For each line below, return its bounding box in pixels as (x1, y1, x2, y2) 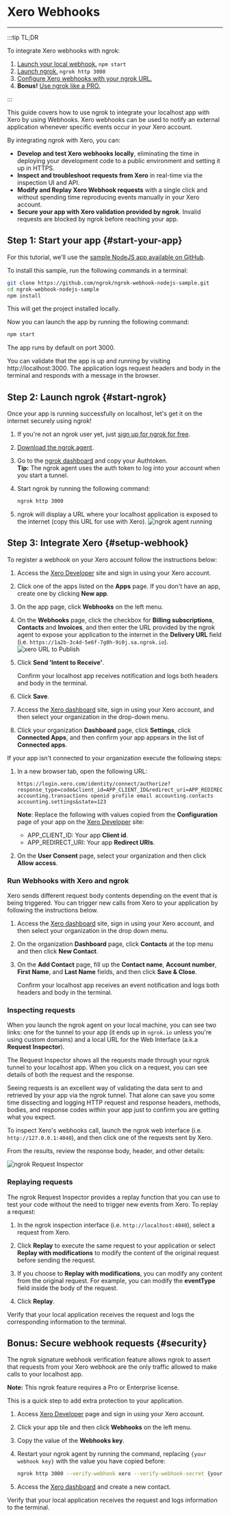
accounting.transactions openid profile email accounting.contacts (16, 792, 214, 799)
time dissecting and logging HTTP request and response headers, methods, (7, 1098, 221, 1107)
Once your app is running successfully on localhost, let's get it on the (7, 409, 203, 418)
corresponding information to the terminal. (7, 1318, 127, 1326)
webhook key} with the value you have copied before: (16, 1457, 166, 1466)
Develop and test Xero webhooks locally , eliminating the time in (16, 149, 200, 158)
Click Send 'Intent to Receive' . (16, 658, 105, 666)
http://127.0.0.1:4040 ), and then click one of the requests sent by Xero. (7, 1134, 213, 1142)
